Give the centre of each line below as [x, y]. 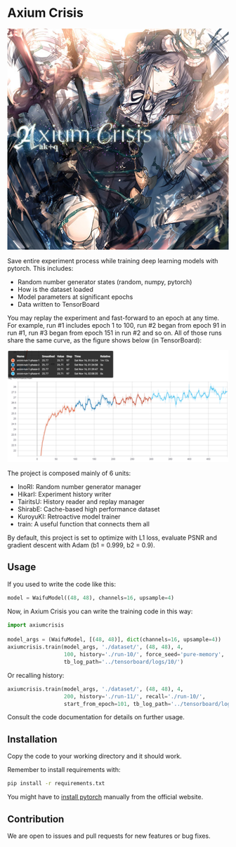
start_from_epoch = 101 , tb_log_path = [117, 704]
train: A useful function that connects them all [83, 523]
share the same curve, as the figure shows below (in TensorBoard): [105, 340]
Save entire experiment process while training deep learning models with [113, 260]
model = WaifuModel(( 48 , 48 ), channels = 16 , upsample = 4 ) [91, 598]
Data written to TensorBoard [58, 304]
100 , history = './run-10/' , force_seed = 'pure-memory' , [144, 655]
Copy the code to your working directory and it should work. [94, 756]
